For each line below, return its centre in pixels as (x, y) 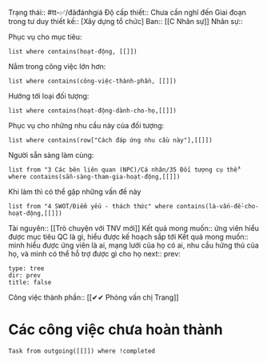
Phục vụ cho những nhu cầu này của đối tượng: (86, 125)
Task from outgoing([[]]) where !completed (82, 351)
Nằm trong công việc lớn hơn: (57, 67)
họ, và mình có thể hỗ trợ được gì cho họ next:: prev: (95, 254)
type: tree (26, 268)
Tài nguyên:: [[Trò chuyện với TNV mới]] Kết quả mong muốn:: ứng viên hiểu (134, 228)
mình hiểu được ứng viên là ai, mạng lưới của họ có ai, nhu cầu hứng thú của (134, 245)
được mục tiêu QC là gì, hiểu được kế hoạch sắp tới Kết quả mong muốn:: (129, 237)
